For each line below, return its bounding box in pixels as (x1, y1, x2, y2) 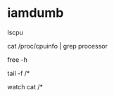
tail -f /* (7, 69, 30, 77)
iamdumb (7, 5, 64, 21)
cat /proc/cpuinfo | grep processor (7, 41, 108, 50)
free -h (7, 55, 28, 64)
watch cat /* (7, 82, 44, 91)
